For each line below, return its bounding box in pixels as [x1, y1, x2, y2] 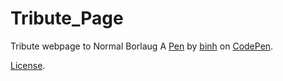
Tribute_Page [10, 7, 124, 30]
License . [10, 59, 46, 71]
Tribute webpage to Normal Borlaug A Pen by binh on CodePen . [10, 40, 274, 52]
